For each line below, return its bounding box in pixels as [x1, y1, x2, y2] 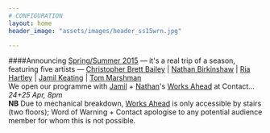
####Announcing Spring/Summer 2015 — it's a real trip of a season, [8, 56, 236, 65]
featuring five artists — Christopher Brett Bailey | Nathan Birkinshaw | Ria [8, 64, 251, 74]
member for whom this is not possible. [8, 116, 136, 126]
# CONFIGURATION [8, 11, 63, 20]
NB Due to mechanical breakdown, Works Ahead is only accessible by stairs [8, 98, 262, 109]
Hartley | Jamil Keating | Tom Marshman [8, 73, 142, 83]
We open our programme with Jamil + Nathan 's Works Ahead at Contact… [8, 81, 255, 91]
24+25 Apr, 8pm [8, 90, 63, 100]
